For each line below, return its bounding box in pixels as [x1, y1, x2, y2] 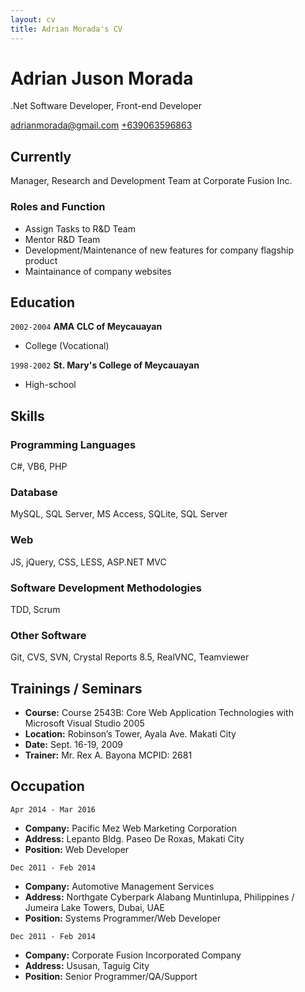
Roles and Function [10, 200, 106, 214]
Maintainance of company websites [24, 265, 172, 277]
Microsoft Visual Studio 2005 [24, 717, 145, 730]
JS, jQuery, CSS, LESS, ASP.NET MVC [10, 556, 167, 568]
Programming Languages [10, 437, 137, 451]
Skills [10, 407, 45, 425]
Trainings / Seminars [10, 680, 143, 697]
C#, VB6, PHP [10, 461, 68, 473]
